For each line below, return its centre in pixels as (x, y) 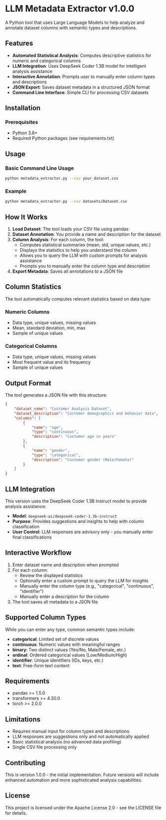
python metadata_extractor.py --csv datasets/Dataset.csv (66, 202)
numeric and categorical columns (46, 61)
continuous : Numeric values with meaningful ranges (66, 644)
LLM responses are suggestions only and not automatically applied (81, 736)
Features (19, 44)
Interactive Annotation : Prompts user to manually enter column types (83, 76)
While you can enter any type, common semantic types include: (70, 629)
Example (16, 191)
